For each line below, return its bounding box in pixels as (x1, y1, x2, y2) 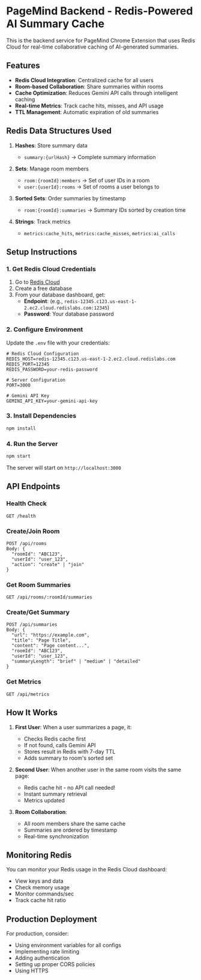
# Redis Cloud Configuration (6, 350, 79, 356)
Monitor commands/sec (14, 890, 74, 898)
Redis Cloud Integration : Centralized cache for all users (14, 76, 154, 83)
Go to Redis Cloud (14, 278, 60, 286)
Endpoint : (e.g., (23, 298, 63, 305)
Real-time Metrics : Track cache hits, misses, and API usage (14, 102, 164, 109)
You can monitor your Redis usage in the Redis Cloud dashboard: (6, 866, 167, 873)
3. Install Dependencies (6, 412, 77, 420)
